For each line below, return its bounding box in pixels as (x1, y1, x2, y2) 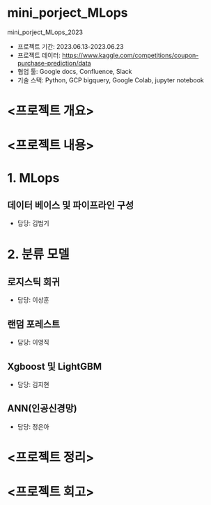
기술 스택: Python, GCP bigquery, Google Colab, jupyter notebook (17, 75, 204, 84)
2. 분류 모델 (7, 246, 70, 262)
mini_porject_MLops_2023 (7, 28, 84, 36)
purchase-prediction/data (17, 59, 92, 67)
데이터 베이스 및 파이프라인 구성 (7, 199, 134, 211)
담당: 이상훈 (17, 296, 50, 304)
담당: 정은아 (17, 422, 50, 430)
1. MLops (7, 169, 60, 186)
